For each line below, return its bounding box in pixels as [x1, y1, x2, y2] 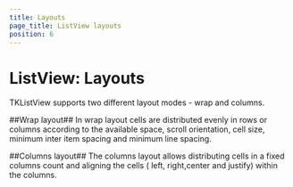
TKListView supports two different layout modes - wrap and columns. [9, 97, 265, 108]
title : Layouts [9, 12, 66, 22]
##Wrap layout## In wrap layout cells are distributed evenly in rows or [9, 115, 268, 126]
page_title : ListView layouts [9, 21, 122, 30]
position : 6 [9, 29, 54, 38]
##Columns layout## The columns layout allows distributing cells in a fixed [9, 150, 285, 161]
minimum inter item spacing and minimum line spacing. [9, 134, 212, 144]
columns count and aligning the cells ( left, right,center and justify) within [9, 160, 279, 171]
